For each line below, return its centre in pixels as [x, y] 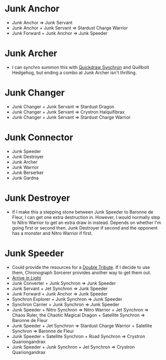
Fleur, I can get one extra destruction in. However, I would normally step [86, 217]
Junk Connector [39, 137]
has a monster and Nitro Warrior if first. [52, 233]
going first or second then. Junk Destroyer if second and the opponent [85, 227]
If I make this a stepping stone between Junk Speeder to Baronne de [82, 212]
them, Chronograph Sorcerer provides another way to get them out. [81, 272]
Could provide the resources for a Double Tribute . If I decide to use [81, 267]
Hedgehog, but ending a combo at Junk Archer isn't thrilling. [74, 72]
